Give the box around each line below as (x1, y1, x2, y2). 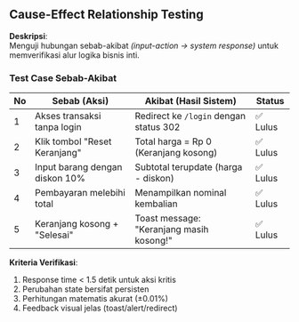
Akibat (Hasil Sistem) (144, 95, 238, 108)
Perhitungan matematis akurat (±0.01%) (21, 294, 169, 304)
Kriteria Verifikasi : (9, 257, 78, 268)
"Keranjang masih (134, 223, 209, 236)
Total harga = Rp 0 (134, 135, 212, 148)
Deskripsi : (9, 30, 48, 41)
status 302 (134, 121, 181, 133)
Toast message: (134, 213, 202, 225)
